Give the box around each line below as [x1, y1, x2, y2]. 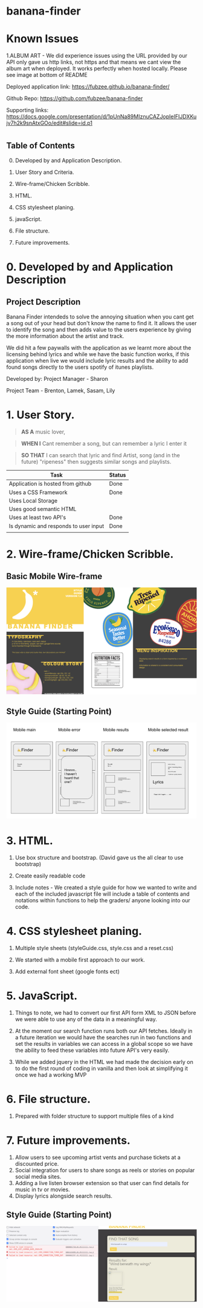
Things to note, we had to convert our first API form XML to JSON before [14, 1009, 196, 1016]
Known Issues [6, 32, 79, 46]
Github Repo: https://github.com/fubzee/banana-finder [6, 95, 143, 102]
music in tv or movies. [14, 1186, 71, 1193]
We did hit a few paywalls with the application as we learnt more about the [6, 344, 192, 351]
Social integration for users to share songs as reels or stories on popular [14, 1166, 195, 1174]
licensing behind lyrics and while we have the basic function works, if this [6, 350, 190, 358]
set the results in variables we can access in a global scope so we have [14, 1040, 193, 1047]
